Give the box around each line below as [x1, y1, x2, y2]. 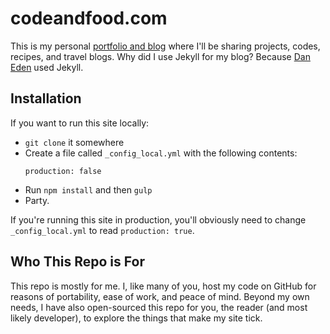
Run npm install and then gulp [24, 183, 153, 196]
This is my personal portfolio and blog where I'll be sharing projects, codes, [10, 40, 321, 52]
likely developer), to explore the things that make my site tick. [10, 312, 263, 324]
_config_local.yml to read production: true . [10, 224, 195, 236]
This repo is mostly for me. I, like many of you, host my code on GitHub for [10, 280, 317, 292]
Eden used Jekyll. [10, 61, 84, 73]
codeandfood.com [10, 7, 168, 30]
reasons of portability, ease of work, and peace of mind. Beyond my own [10, 290, 310, 302]
